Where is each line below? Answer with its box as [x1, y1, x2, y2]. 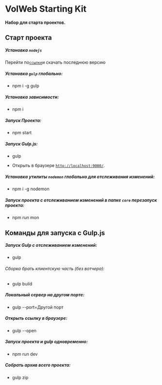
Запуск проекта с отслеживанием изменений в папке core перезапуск [5, 197, 157, 203]
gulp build [12, 281, 33, 287]
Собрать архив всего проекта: [5, 362, 71, 368]
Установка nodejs [5, 47, 42, 53]
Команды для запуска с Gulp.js [5, 229, 106, 237]
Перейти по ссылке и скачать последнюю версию [5, 59, 106, 65]
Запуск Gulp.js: [5, 141, 38, 147]
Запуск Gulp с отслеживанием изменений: [5, 242, 97, 248]
